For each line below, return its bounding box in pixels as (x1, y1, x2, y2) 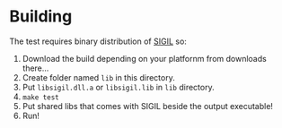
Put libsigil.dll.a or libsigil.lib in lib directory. (22, 81, 215, 92)
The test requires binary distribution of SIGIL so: (9, 36, 187, 47)
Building (9, 6, 73, 27)
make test (22, 92, 60, 102)
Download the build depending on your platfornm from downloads (22, 53, 267, 64)
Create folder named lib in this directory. (22, 72, 175, 82)
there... (22, 63, 49, 73)
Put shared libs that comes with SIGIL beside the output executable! (22, 100, 274, 111)
